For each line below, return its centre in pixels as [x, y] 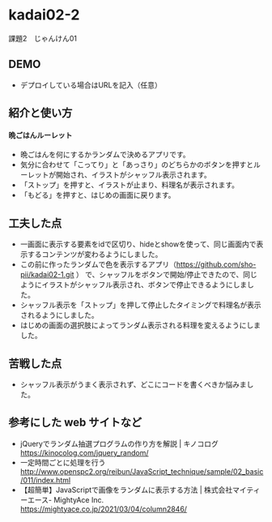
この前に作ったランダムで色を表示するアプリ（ [98, 264]
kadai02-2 [44, 15]
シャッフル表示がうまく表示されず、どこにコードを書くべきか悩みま [133, 384]
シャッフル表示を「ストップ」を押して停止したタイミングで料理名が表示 [140, 305]
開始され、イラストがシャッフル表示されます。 [134, 175]
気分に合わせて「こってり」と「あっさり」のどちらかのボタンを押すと [137, 165]
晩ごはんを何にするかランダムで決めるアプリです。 [105, 155]
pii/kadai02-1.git [47, 275]
